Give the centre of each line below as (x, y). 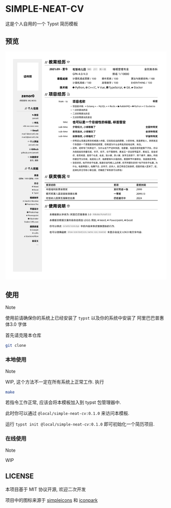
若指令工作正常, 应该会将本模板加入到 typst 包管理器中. (63, 403)
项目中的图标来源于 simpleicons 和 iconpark (52, 500)
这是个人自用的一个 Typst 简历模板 (42, 24)
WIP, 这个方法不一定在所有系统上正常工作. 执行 (55, 382)
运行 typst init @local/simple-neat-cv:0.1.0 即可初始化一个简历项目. (80, 424)
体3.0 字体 (16, 324)
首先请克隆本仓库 (23, 335)
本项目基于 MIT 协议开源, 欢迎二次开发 (46, 489)
